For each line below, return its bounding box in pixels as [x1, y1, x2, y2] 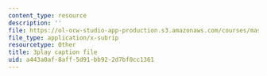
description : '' [8, 19, 62, 27]
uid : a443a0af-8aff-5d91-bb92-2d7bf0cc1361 [8, 56, 155, 64]
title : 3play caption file [8, 48, 98, 56]
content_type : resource [8, 11, 87, 20]
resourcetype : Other [8, 41, 77, 49]
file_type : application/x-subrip [8, 33, 119, 42]
